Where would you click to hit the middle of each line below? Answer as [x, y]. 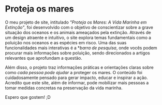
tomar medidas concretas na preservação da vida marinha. [64, 88]
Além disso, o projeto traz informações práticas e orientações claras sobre [79, 67]
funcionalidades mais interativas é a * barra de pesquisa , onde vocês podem [81, 48]
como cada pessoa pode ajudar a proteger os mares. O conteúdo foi [74, 72]
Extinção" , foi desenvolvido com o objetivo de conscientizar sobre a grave [79, 27]
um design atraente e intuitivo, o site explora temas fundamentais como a [78, 38]
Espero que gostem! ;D [28, 97]
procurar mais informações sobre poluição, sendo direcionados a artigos [78, 53]
